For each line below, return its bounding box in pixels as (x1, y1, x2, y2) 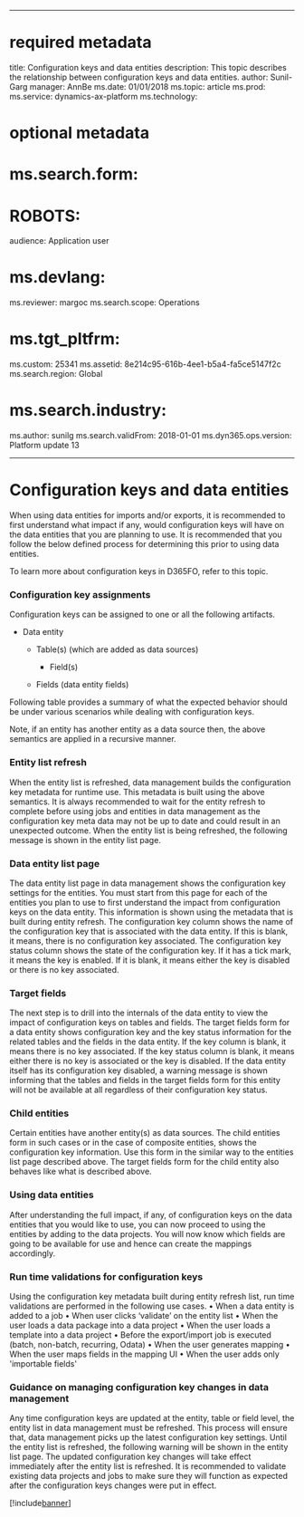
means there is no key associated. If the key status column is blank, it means (9, 1046, 295, 1057)
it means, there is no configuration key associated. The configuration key (9, 935, 282, 946)
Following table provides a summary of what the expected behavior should (9, 696, 288, 707)
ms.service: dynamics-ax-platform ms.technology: (9, 91, 198, 101)
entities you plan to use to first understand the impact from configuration (9, 897, 280, 907)
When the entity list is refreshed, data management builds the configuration (9, 776, 291, 788)
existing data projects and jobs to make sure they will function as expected (9, 1471, 288, 1482)
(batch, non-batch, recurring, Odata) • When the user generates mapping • (9, 1339, 291, 1350)
